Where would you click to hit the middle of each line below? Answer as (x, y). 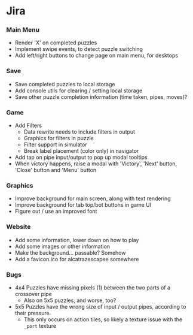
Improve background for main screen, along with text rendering (93, 198)
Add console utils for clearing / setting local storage (79, 90)
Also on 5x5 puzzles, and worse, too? (70, 300)
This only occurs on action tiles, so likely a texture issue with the (103, 319)
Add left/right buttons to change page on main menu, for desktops (96, 56)
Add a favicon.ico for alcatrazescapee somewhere (77, 259)
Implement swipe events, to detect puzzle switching (79, 49)
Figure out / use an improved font (56, 212)
